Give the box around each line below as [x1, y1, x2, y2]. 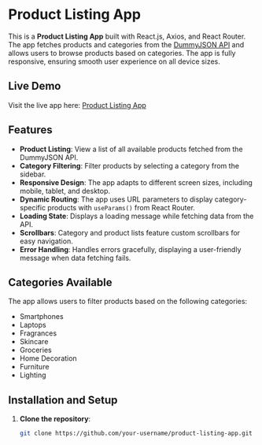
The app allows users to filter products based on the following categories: [8, 297, 248, 306]
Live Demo [8, 80, 61, 93]
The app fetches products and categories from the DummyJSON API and [8, 39, 245, 49]
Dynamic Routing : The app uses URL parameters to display [19, 195, 213, 204]
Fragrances [19, 328, 57, 338]
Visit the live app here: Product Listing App [8, 100, 147, 109]
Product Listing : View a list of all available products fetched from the [19, 144, 243, 154]
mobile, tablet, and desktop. [19, 186, 111, 195]
